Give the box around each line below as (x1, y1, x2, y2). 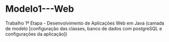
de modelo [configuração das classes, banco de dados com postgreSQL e (5, 25, 162, 31)
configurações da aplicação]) (5, 31, 68, 37)
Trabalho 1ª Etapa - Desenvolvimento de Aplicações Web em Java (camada (5, 20, 165, 26)
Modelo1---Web (5, 3, 74, 15)
